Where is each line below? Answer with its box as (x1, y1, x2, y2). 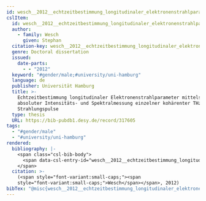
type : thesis (12, 112, 45, 118)
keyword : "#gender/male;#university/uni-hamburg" (12, 72, 141, 78)
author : (12, 26, 32, 32)
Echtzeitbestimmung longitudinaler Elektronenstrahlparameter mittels (17, 94, 202, 100)
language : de (12, 77, 45, 83)
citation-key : (12, 44, 48, 50)
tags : (6, 123, 20, 129)
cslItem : (6, 15, 29, 21)
